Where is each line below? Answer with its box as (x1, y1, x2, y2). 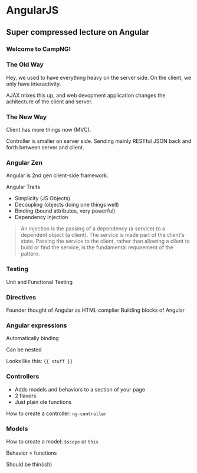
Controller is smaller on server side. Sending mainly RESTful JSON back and (6, 138, 192, 145)
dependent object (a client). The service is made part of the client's (20, 231, 185, 239)
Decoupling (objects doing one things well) (14, 201, 119, 208)
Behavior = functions (6, 449, 57, 456)
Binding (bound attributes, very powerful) (14, 207, 116, 214)
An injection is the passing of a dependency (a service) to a (20, 225, 166, 232)
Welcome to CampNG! (6, 45, 71, 53)
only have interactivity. (6, 80, 61, 87)
